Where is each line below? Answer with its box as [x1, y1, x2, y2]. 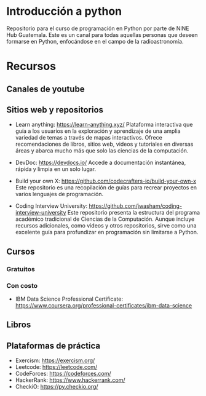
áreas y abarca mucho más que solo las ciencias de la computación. [15, 147, 189, 154]
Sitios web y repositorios [6, 105, 103, 115]
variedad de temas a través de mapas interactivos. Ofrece [15, 134, 163, 141]
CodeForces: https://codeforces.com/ [15, 370, 111, 378]
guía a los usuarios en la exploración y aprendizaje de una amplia [15, 127, 181, 135]
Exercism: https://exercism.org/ [15, 357, 95, 364]
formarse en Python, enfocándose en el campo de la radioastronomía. [6, 38, 184, 45]
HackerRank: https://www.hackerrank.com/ [15, 376, 125, 384]
